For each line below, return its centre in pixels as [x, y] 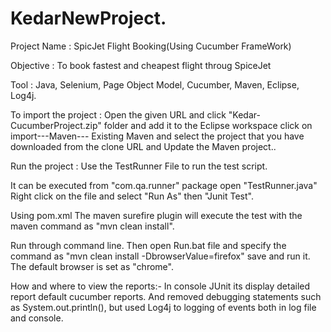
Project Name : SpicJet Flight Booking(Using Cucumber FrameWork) [151, 46]
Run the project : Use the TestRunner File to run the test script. [139, 166]
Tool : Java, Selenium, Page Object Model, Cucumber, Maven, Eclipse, [155, 84]
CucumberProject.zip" [56, 125]
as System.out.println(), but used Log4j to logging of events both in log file [163, 307]
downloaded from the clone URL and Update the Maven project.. [143, 146]
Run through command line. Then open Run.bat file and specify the [148, 245]
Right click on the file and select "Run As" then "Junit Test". [132, 196]
